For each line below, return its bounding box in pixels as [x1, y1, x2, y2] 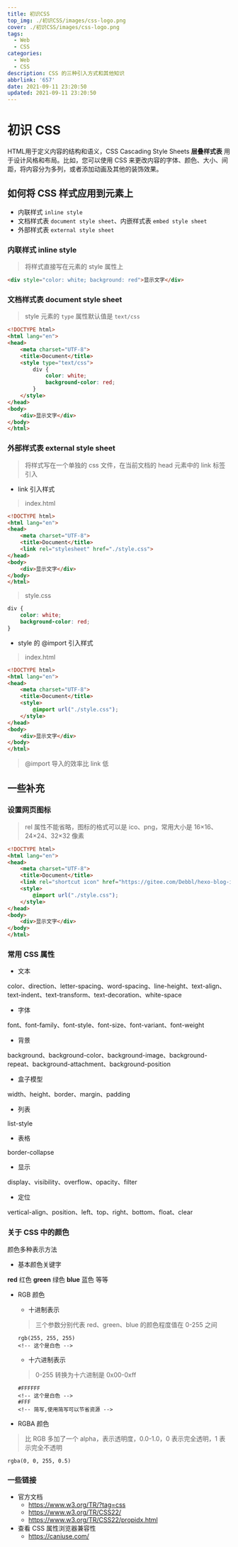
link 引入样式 [17, 484, 55, 493]
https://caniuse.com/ [28, 1531, 90, 1540]
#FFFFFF [17, 1385, 40, 1392]
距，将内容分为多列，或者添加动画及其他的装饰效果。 [7, 165, 163, 174]
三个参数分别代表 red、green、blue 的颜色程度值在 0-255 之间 [35, 1320, 217, 1329]
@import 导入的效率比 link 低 [24, 760, 109, 768]
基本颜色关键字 [17, 1260, 62, 1268]
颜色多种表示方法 [7, 1245, 57, 1253]
